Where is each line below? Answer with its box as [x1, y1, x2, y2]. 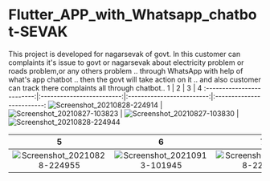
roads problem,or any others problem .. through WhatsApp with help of [8, 66, 243, 75]
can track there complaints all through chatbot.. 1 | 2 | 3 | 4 [8, 82, 202, 93]
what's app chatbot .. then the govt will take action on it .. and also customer [8, 74, 261, 84]
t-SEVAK [8, 22, 68, 41]
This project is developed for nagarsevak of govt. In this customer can [8, 49, 241, 58]
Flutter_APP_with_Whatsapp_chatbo [8, 6, 257, 24]
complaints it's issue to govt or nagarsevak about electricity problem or [8, 58, 244, 67]
